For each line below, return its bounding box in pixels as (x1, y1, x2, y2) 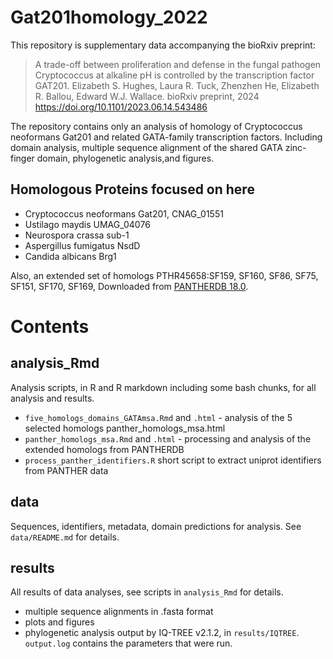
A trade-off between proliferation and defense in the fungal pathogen (34, 58, 322, 70)
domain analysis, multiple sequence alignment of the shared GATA (10, 141, 283, 153)
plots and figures (24, 616, 95, 628)
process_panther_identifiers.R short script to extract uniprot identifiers (24, 454, 322, 466)
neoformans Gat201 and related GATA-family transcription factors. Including (10, 131, 323, 143)
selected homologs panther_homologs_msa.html (24, 422, 226, 434)
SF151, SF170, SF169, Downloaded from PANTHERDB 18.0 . (10, 280, 249, 292)
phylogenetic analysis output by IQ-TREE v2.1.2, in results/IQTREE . (24, 627, 300, 639)
